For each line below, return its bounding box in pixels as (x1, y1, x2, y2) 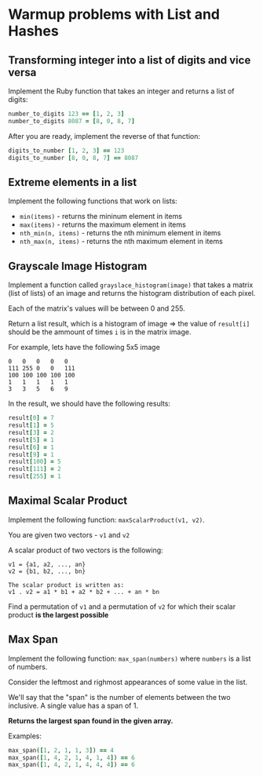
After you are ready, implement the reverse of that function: (8, 131, 200, 140)
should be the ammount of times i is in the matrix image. (8, 327, 192, 337)
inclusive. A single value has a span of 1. (8, 701, 139, 710)
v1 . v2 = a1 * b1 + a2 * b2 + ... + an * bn (8, 588, 159, 596)
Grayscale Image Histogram (8, 259, 148, 272)
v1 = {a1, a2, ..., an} (8, 560, 86, 568)
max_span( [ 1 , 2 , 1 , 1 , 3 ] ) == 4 (8, 746, 114, 754)
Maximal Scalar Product (8, 494, 128, 508)
